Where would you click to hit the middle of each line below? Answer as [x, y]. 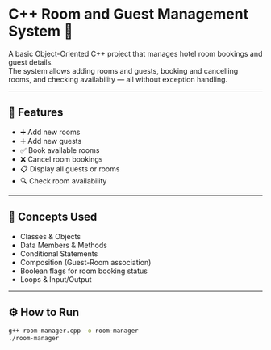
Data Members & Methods [63, 245]
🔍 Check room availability [63, 181]
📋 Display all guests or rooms [70, 169]
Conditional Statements [59, 253]
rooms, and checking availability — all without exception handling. [118, 79]
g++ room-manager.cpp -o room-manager [73, 331]
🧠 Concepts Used [53, 217]
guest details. [31, 62]
